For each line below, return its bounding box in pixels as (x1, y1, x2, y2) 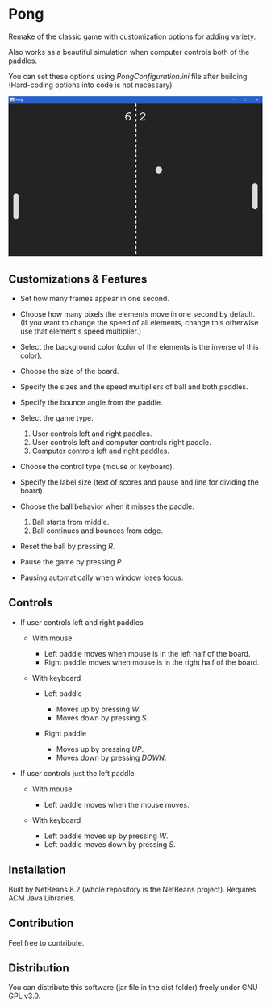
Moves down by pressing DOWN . (56, 753, 167, 762)
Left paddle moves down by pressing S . (44, 839, 176, 849)
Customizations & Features (8, 272, 148, 286)
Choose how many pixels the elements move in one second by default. (19, 309, 256, 319)
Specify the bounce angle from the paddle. (19, 397, 163, 408)
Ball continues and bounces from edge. (31, 526, 163, 535)
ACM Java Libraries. (8, 893, 76, 903)
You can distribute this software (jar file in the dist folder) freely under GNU (8, 983, 258, 992)
